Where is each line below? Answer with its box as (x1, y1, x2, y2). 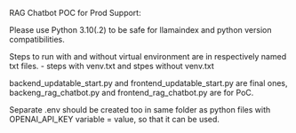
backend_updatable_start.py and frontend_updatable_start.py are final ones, (9, 78, 288, 88)
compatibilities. (9, 35, 65, 44)
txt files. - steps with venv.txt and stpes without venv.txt (9, 61, 215, 71)
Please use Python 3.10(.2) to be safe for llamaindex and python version (9, 25, 272, 35)
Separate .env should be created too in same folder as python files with (9, 105, 271, 114)
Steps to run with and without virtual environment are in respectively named (9, 51, 287, 61)
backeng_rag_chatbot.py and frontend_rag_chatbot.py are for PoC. (9, 88, 254, 98)
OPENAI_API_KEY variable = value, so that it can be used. (9, 114, 220, 124)
